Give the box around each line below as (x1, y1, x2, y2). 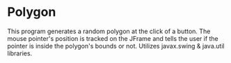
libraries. (7, 49, 33, 57)
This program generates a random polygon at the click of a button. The (7, 27, 211, 35)
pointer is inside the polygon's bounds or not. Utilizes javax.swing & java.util (7, 42, 225, 50)
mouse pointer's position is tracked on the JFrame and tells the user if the (7, 34, 219, 42)
